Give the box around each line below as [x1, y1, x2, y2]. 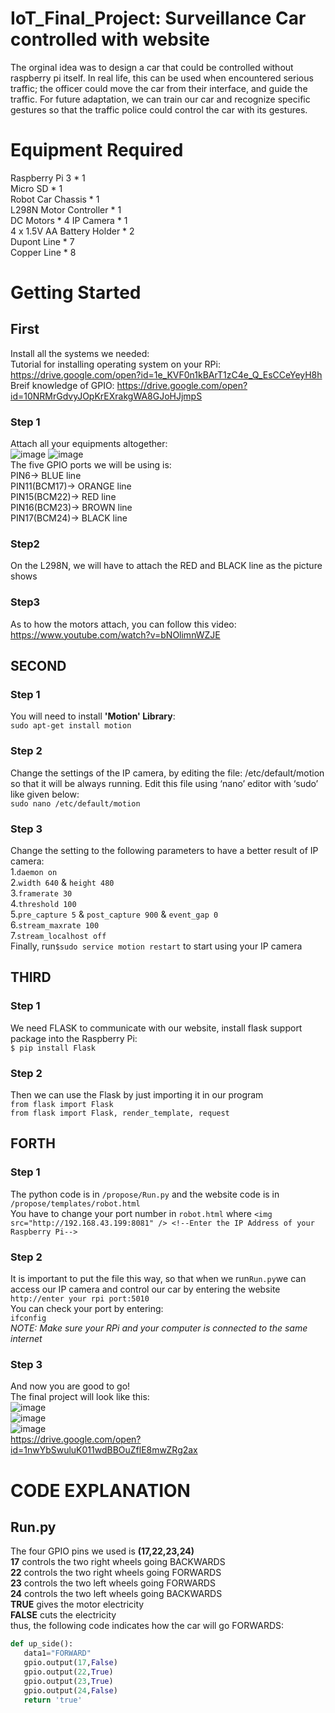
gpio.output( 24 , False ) [23, 1685, 118, 1696]
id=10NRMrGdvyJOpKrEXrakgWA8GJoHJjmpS [10, 390, 203, 402]
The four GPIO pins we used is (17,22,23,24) [10, 1545, 195, 1557]
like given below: [10, 788, 80, 800]
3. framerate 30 [10, 887, 73, 899]
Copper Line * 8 [10, 246, 77, 258]
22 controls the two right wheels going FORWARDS [10, 1567, 222, 1579]
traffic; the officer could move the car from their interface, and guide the [10, 82, 308, 94]
